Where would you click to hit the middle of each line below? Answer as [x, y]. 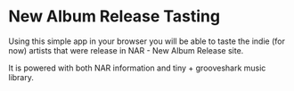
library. [21, 77]
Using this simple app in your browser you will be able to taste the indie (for [147, 41]
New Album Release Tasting [114, 17]
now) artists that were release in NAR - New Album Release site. [126, 50]
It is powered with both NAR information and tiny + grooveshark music [137, 68]
